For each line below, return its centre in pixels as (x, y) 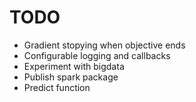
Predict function (57, 87)
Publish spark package (71, 77)
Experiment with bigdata (74, 66)
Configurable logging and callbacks (97, 55)
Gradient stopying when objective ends (104, 45)
